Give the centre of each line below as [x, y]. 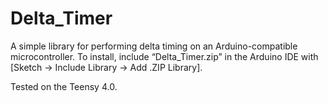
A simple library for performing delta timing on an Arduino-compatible [154, 46]
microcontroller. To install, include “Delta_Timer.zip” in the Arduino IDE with [164, 56]
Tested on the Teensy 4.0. [64, 86]
